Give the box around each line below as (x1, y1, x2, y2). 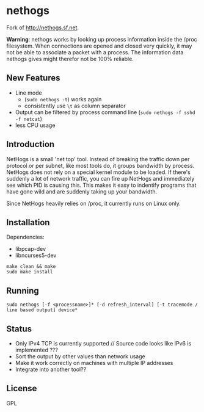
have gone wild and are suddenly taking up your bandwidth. (6, 187, 158, 195)
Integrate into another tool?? (15, 366, 87, 373)
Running (6, 285, 40, 296)
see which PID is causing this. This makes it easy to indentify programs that (6, 181, 197, 189)
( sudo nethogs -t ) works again (24, 95, 102, 103)
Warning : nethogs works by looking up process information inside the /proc (6, 35, 197, 43)
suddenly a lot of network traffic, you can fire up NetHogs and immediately (6, 175, 195, 182)
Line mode (15, 89, 42, 96)
